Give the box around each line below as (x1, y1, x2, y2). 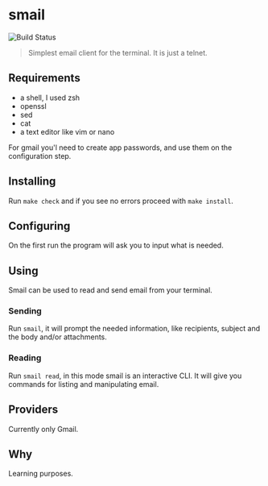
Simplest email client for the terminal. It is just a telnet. (27, 48, 208, 57)
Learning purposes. (8, 469, 74, 479)
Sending (8, 305, 42, 317)
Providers (8, 403, 59, 417)
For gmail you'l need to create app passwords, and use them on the (8, 143, 233, 152)
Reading (8, 352, 42, 363)
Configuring (8, 219, 71, 233)
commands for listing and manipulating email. (8, 379, 159, 388)
